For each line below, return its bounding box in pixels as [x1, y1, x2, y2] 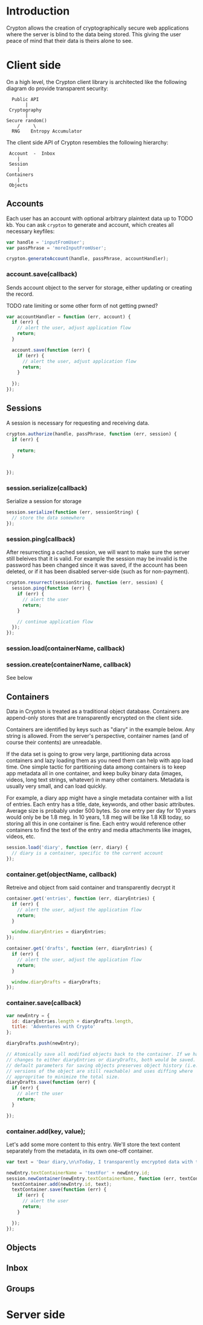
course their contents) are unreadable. [6, 739, 102, 746]
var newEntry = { [6, 1012, 50, 1018]
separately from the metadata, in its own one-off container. [6, 1147, 153, 1154]
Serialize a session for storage [6, 498, 82, 505]
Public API [11, 96, 39, 102]
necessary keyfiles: [6, 227, 55, 235]
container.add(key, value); [6, 1127, 86, 1135]
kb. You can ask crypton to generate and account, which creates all [6, 221, 174, 228]
